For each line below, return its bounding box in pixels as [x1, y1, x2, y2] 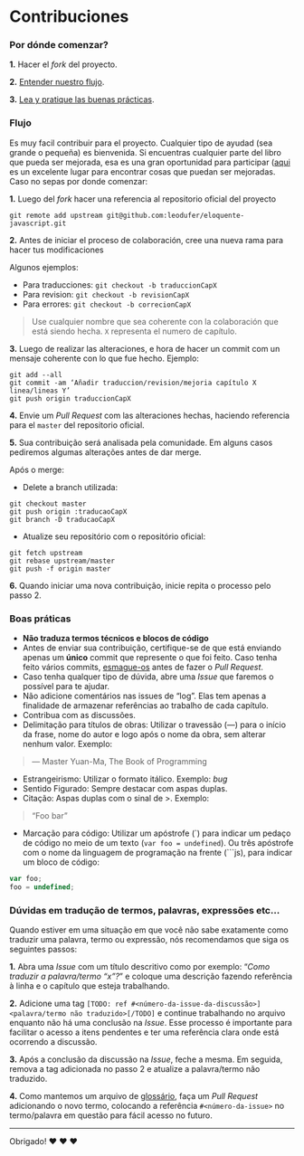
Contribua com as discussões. [22, 710, 136, 721]
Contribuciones [9, 6, 129, 27]
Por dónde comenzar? [9, 39, 109, 52]
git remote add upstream [9, 211, 103, 220]
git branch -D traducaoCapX [9, 515, 116, 524]
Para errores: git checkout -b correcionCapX [22, 298, 192, 309]
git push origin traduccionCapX [9, 393, 131, 403]
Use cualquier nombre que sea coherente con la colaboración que [31, 316, 279, 327]
